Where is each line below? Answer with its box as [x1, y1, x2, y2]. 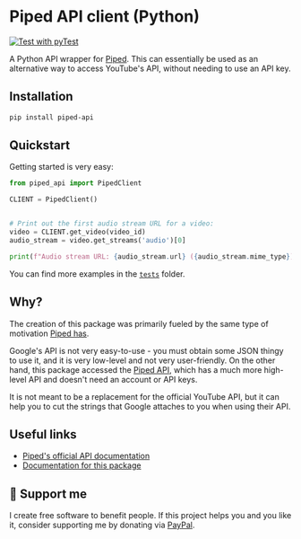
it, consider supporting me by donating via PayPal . [9, 519, 195, 531]
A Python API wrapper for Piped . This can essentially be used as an [9, 53, 258, 64]
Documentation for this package [21, 460, 142, 471]
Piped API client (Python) [9, 6, 200, 27]
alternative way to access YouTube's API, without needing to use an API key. [9, 63, 291, 74]
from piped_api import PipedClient [9, 179, 142, 188]
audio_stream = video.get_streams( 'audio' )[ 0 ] [9, 235, 186, 244]
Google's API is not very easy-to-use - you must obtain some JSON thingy [9, 345, 284, 356]
